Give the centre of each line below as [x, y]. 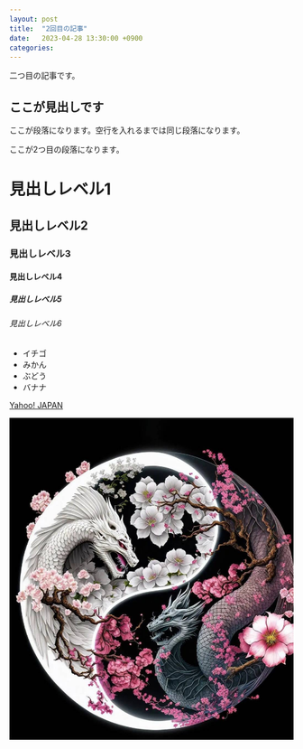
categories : [32, 48]
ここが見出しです [57, 107]
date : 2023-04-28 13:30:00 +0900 [76, 38]
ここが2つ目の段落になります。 [67, 150]
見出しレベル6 [36, 323]
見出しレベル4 [36, 276]
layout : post [34, 19]
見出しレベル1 [60, 189]
